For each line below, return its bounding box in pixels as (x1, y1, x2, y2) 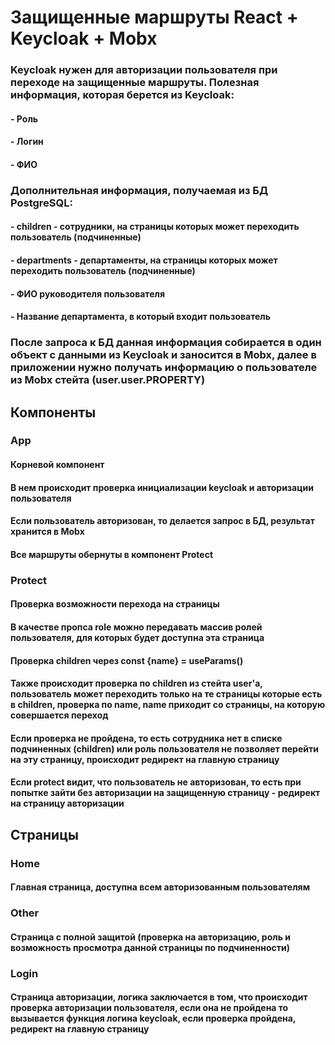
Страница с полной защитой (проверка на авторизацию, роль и (10, 931, 291, 943)
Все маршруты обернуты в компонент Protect (10, 548, 214, 560)
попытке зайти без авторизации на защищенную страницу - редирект (10, 787, 321, 799)
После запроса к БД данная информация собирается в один (10, 336, 322, 350)
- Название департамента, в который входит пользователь (10, 311, 272, 323)
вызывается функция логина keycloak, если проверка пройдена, (10, 1012, 297, 1025)
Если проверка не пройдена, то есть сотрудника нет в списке (10, 732, 283, 744)
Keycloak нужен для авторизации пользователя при (10, 63, 278, 77)
